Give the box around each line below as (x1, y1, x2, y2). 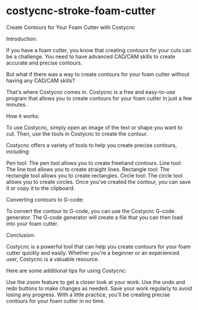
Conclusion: (6, 231, 35, 238)
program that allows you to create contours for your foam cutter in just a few (6, 95, 192, 102)
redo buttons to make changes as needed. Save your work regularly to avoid (6, 285, 192, 292)
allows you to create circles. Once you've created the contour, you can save (6, 178, 191, 185)
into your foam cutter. (6, 220, 59, 227)
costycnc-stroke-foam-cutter (6, 4, 156, 18)
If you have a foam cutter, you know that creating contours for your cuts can (6, 46, 192, 54)
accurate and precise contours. (6, 59, 83, 66)
